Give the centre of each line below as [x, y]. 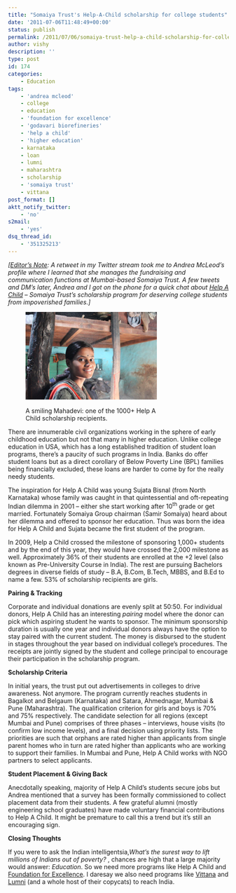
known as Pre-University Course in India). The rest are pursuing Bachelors [115, 564]
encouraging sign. [34, 824]
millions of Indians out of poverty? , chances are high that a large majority [114, 859]
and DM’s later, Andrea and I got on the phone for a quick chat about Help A [118, 287]
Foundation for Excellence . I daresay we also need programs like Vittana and [118, 874]
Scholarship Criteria [38, 672]
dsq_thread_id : [30, 237]
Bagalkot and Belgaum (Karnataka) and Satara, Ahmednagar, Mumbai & [111, 700]
